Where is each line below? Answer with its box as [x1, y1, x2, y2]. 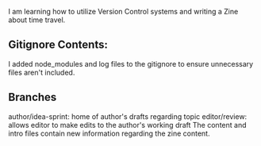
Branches [8, 90, 57, 104]
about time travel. [8, 15, 66, 25]
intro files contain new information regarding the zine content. [8, 129, 210, 138]
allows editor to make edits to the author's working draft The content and [8, 120, 247, 129]
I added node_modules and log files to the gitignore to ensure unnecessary [8, 59, 254, 68]
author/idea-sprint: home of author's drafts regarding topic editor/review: [8, 111, 248, 121]
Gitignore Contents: [8, 38, 109, 52]
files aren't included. [8, 67, 75, 77]
